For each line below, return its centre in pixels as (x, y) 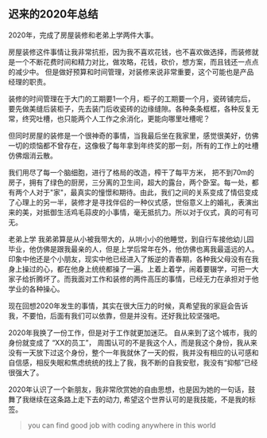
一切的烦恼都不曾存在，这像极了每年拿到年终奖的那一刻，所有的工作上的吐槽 (133, 145)
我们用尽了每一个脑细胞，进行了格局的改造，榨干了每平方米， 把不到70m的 (131, 172)
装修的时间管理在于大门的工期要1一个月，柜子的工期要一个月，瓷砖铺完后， (132, 99)
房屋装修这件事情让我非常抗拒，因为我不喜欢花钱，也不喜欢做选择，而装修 (130, 52)
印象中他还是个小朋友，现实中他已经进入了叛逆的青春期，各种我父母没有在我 (133, 259)
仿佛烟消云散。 (33, 155)
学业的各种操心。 (36, 288)
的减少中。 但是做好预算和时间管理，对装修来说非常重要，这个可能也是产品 (131, 72)
